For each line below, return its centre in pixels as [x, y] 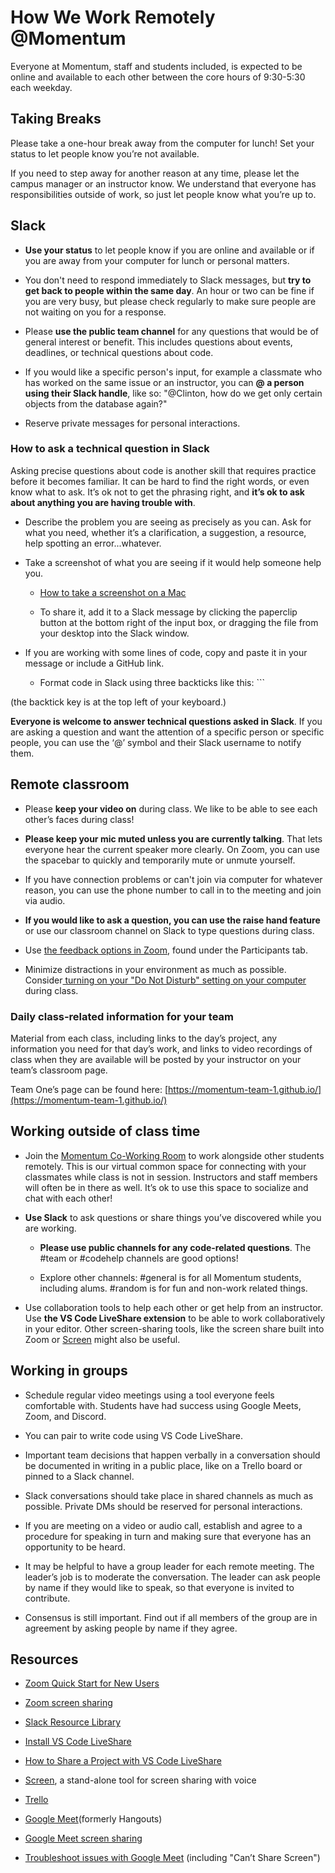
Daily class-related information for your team [122, 1016]
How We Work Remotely [113, 17]
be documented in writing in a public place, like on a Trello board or [163, 1465]
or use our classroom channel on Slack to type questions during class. [169, 930]
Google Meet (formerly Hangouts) [93, 1819]
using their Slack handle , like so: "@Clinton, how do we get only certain [173, 393]
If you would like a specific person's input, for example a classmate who [173, 372]
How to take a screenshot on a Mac [113, 592]
